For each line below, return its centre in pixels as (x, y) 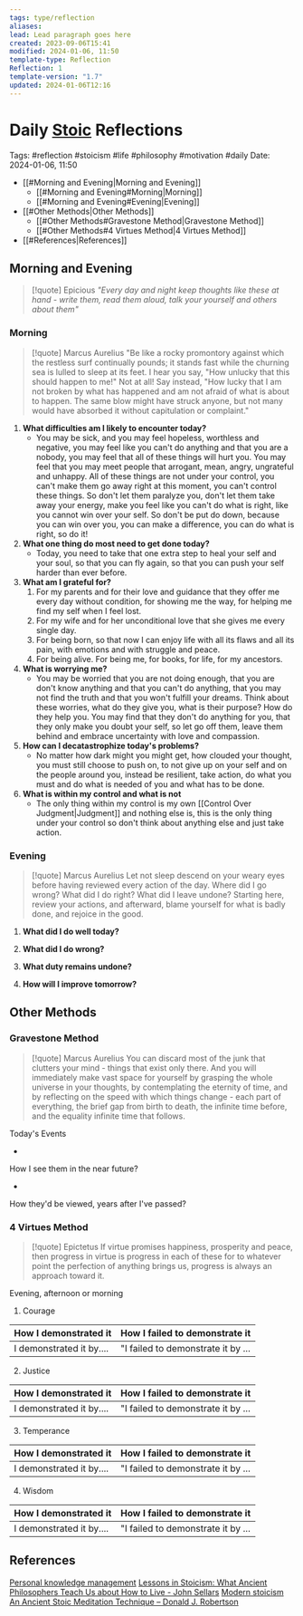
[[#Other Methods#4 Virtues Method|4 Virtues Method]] (141, 230)
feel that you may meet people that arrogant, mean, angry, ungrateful (165, 467)
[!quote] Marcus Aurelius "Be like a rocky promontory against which (158, 352)
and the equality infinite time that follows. (108, 1116)
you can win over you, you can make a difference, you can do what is (165, 524)
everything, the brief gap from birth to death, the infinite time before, (159, 1106)
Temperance (46, 1430)
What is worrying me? (65, 669)
